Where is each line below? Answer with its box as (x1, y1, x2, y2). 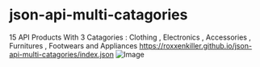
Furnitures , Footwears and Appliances (9, 40, 138, 50)
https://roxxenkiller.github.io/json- (139, 40, 253, 50)
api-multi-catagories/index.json (9, 49, 114, 59)
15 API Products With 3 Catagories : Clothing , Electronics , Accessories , (9, 32, 251, 42)
